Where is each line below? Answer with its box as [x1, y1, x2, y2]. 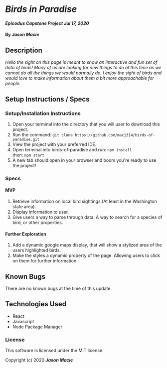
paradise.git [12, 137, 40, 142]
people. [5, 81, 21, 87]
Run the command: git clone [12, 131, 73, 137]
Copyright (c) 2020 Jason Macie [5, 357, 73, 363]
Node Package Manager [12, 324, 63, 330]
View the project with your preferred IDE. [12, 141, 97, 147]
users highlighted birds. [12, 247, 61, 253]
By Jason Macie [5, 31, 39, 38]
